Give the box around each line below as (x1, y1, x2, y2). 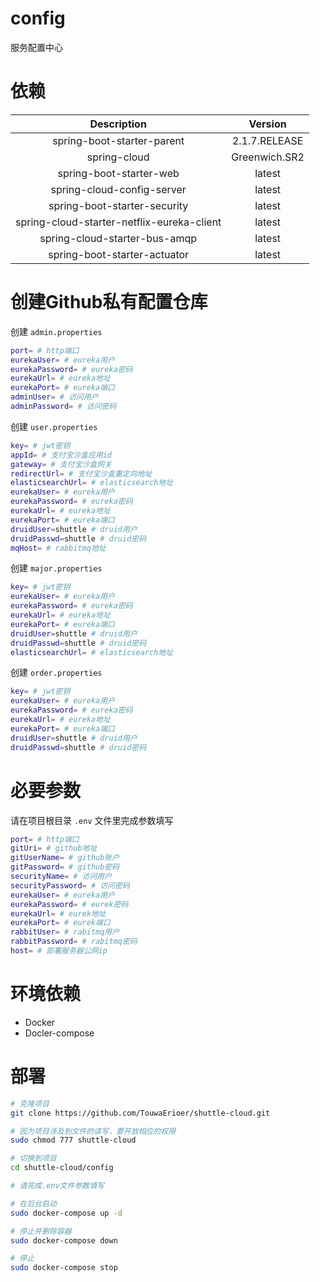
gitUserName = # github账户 (10, 853, 120, 863)
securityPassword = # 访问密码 (10, 880, 130, 891)
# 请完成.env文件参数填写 (10, 1181, 105, 1191)
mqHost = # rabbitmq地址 (10, 543, 107, 553)
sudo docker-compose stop (10, 1263, 118, 1273)
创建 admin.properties (10, 325, 103, 337)
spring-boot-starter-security (48, 198, 189, 212)
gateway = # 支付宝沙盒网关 (10, 459, 113, 469)
